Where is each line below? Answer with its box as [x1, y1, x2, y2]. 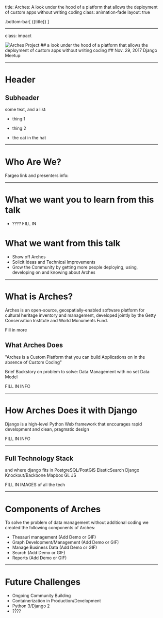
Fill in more [5, 327, 27, 333]
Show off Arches [12, 253, 46, 260]
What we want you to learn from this [5, 194, 154, 205]
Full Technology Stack [5, 454, 74, 463]
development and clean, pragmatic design [5, 426, 89, 432]
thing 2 [12, 125, 27, 131]
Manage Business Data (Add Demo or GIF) [12, 544, 97, 550]
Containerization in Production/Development [12, 598, 101, 604]
